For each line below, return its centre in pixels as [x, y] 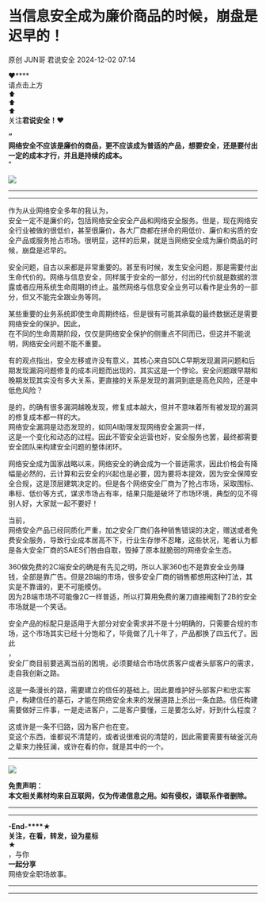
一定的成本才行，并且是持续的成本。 [67, 155]
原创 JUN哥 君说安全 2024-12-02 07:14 [72, 60]
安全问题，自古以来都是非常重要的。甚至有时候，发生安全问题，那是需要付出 [133, 267]
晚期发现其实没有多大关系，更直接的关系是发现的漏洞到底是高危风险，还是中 [133, 380]
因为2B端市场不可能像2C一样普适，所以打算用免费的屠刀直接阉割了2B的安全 [133, 596]
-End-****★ [30, 826]
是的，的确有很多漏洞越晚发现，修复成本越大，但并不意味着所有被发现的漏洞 [133, 407]
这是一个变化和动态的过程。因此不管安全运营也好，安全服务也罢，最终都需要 [133, 437]
